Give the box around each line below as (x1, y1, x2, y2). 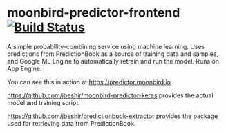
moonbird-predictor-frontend (7, 5, 180, 21)
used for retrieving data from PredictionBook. (7, 119, 136, 127)
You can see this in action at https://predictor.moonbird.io (7, 77, 171, 86)
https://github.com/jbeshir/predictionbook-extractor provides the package (7, 112, 218, 120)
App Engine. (7, 64, 42, 73)
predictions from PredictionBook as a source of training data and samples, (7, 50, 219, 58)
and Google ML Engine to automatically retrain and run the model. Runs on (7, 57, 220, 65)
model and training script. (7, 98, 81, 106)
